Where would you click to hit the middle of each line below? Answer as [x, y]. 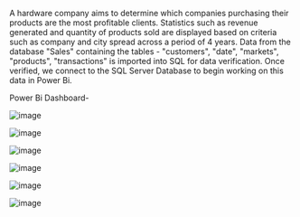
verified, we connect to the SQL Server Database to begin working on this [147, 71]
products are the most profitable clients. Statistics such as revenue [134, 23]
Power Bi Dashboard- [49, 98]
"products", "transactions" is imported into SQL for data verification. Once [147, 61]
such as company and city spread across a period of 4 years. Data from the [150, 42]
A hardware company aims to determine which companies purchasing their [149, 13]
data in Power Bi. [41, 80]
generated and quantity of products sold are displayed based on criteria [143, 32]
